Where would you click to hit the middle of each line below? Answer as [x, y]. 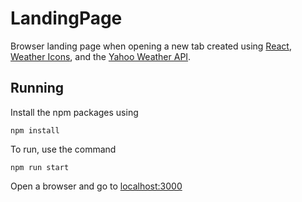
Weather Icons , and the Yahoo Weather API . [101, 56]
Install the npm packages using [74, 112]
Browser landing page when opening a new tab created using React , [151, 46]
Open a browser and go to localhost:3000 [96, 186]
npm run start [40, 167]
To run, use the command [63, 149]
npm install [35, 130]
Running [37, 88]
